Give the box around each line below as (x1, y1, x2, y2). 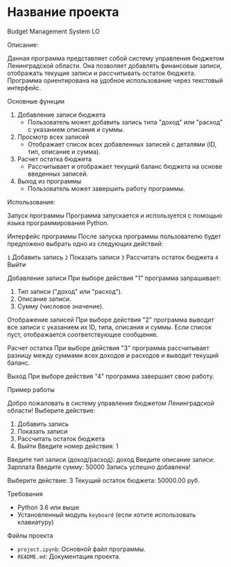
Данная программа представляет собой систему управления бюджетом (7, 54, 224, 63)
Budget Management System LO (7, 27, 101, 35)
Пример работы (7, 385, 55, 393)
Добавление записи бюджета (17, 110, 106, 119)
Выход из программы (17, 176, 82, 185)
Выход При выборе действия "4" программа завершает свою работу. (7, 372, 215, 380)
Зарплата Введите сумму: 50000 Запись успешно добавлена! (7, 463, 191, 471)
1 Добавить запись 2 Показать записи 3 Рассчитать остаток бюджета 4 (7, 253, 219, 261)
